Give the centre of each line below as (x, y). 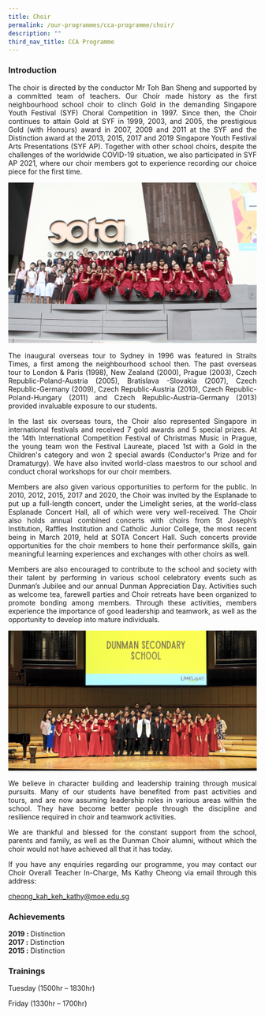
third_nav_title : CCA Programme (61, 42)
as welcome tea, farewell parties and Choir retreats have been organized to (132, 594)
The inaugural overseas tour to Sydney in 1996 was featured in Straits (132, 356)
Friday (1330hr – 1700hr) (48, 1003)
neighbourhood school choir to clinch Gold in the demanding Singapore (132, 104)
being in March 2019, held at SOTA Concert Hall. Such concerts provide (132, 538)
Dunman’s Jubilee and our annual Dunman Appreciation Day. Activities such (132, 586)
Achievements (37, 917)
